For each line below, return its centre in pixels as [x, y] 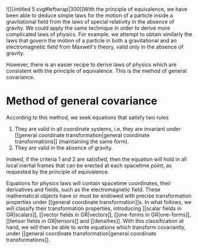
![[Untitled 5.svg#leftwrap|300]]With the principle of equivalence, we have [97, 9]
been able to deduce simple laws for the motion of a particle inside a [90, 15]
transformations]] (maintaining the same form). [72, 141]
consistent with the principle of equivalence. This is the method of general [97, 71]
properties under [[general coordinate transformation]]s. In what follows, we [99, 202]
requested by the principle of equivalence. [58, 172]
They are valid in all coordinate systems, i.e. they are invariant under [98, 129]
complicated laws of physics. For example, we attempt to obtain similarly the [99, 34]
